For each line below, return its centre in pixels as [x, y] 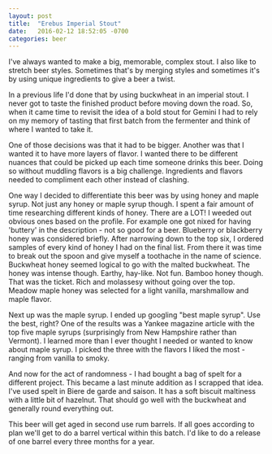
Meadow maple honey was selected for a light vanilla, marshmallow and [129, 290]
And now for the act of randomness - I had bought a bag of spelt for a [125, 374]
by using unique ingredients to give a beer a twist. [92, 79]
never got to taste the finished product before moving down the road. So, [131, 103]
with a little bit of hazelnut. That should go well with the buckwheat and [127, 400]
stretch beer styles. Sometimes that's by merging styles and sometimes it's [134, 71]
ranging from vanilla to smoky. [59, 358]
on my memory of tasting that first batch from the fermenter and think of [130, 121]
